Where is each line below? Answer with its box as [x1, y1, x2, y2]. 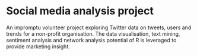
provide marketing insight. [6, 43, 70, 50]
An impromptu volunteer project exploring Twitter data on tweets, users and [6, 24, 192, 31]
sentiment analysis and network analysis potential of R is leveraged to [6, 36, 177, 43]
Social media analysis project [6, 4, 154, 18]
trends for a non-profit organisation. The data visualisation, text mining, [6, 30, 180, 37]
